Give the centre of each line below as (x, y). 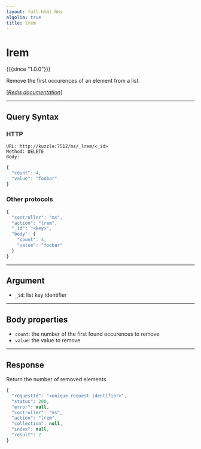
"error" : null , (31, 407)
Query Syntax (33, 117)
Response (25, 365)
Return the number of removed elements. (57, 379)
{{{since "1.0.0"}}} (28, 69)
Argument (25, 281)
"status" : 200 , (31, 401)
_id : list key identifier (41, 295)
